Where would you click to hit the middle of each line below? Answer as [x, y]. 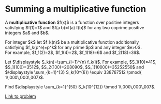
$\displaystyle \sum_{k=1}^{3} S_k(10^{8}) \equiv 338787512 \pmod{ [73, 72]
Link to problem [21, 96]
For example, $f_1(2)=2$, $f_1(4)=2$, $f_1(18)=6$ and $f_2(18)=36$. [73, 52]
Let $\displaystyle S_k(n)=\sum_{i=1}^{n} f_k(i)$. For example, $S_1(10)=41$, [81, 62]
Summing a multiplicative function [76, 9]
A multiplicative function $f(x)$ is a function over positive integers [72, 22]
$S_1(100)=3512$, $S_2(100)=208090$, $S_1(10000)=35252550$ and [74, 67]
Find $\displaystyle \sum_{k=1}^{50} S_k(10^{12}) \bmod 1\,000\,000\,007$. [80, 87]
